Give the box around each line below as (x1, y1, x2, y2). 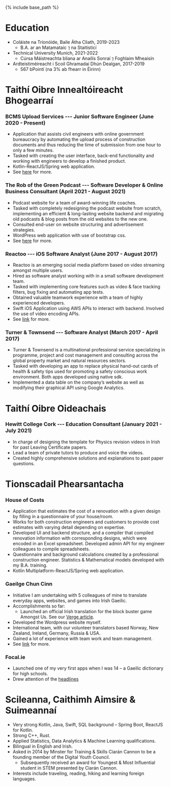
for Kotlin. (12, 727, 34, 733)
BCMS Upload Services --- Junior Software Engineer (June (5, 113, 154, 120)
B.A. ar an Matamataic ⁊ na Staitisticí (20, 44, 97, 50)
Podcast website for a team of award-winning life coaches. (12, 199, 136, 206)
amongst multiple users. (12, 267, 64, 273)
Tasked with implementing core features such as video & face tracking (12, 284, 160, 290)
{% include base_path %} (5, 5, 59, 10)
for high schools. (12, 670, 48, 676)
